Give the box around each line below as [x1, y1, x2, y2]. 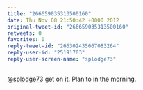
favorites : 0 [7, 36, 45, 43]
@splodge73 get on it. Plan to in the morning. [7, 75, 137, 83]
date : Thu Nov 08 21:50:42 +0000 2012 [7, 17, 119, 24]
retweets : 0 [7, 29, 42, 37]
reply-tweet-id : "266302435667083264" [7, 43, 119, 50]
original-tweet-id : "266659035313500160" [7, 23, 129, 30]
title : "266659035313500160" [7, 10, 92, 17]
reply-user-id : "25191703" [7, 50, 85, 57]
